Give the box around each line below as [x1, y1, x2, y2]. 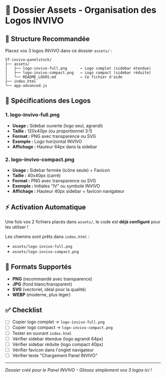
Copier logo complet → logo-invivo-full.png [12, 319, 105, 325]
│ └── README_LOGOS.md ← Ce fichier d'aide [5, 75, 123, 80]
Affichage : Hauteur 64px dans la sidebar [12, 143, 97, 150]
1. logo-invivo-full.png [5, 111, 60, 118]
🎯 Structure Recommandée [5, 35, 90, 43]
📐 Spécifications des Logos [5, 96, 91, 105]
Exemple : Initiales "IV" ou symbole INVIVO [12, 183, 100, 189]
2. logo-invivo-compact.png [5, 156, 75, 163]
